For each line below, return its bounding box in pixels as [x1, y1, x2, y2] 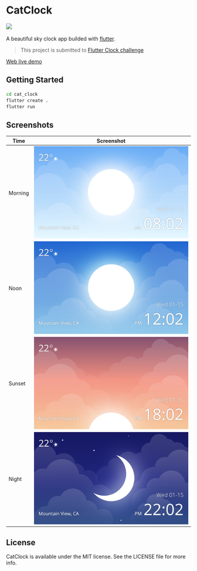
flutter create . [6, 98, 49, 103]
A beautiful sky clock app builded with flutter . [6, 35, 116, 42]
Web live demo [6, 58, 42, 65]
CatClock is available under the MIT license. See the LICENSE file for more [6, 553, 186, 560]
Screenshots [6, 120, 54, 130]
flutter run [6, 103, 35, 109]
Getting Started [6, 75, 64, 85]
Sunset [8, 380, 26, 387]
